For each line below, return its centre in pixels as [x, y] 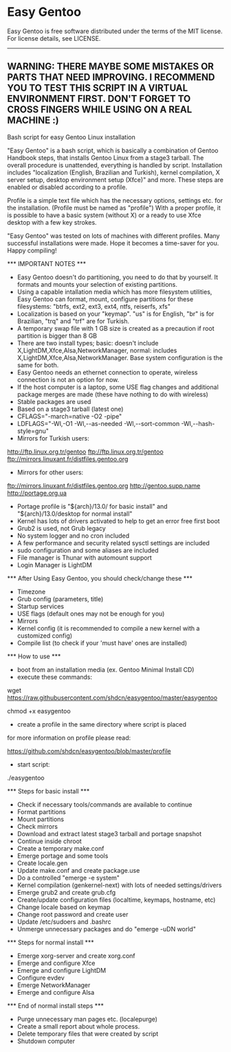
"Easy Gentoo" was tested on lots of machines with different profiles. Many [113, 236]
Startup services [40, 606]
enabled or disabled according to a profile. [67, 187]
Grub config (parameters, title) [60, 599]
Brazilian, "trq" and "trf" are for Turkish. [73, 321]
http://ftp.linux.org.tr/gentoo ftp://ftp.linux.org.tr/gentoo [85, 452]
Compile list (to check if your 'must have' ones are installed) [102, 643]
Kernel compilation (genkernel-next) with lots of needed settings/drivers [119, 885]
